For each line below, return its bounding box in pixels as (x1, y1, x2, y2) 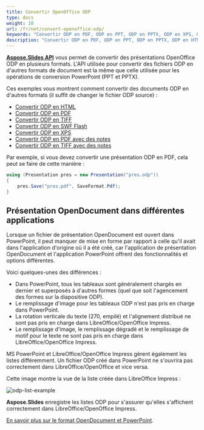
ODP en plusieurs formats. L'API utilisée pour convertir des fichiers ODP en (6, 60, 193, 67)
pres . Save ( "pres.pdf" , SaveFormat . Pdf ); (17, 183, 121, 189)
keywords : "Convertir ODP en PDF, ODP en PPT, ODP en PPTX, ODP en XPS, (6, 32, 194, 38)
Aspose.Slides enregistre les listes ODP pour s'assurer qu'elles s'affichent (6, 398, 194, 406)
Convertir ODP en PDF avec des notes (15, 135, 111, 143)
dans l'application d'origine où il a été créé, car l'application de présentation (6, 244, 196, 251)
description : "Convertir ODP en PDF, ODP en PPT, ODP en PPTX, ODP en (6, 37, 189, 43)
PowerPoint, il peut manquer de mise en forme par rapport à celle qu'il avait (6, 237, 195, 245)
